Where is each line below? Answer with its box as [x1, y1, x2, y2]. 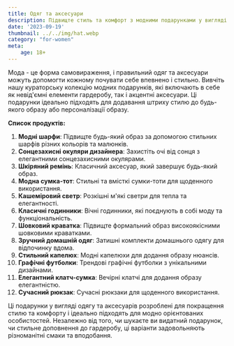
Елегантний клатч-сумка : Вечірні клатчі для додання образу [17, 273, 202, 281]
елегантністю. [17, 280, 61, 289]
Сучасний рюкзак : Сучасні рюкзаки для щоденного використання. [17, 287, 220, 296]
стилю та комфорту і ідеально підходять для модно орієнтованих [8, 308, 204, 317]
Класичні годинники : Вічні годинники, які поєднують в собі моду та [17, 206, 223, 215]
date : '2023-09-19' [8, 23, 65, 30]
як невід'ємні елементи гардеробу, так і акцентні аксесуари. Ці [8, 90, 198, 98]
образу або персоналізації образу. [26, 105, 129, 114]
